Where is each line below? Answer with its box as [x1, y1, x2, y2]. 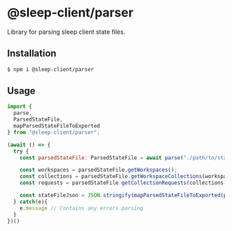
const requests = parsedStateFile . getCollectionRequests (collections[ [19, 179, 227, 187]
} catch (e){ [13, 198, 48, 205]
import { [7, 103, 32, 110]
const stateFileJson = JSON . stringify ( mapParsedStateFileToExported [19, 192, 221, 199]
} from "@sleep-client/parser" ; [7, 129, 100, 136]
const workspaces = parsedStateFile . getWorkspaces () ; [19, 167, 177, 174]
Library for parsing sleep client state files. [7, 28, 126, 36]
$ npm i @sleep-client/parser [7, 66, 95, 73]
